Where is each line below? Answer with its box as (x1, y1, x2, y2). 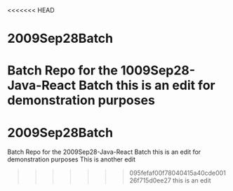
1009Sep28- (120, 62, 195, 79)
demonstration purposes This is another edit (7, 155, 135, 164)
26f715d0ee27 (129, 176, 172, 185)
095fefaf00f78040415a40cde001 (129, 169, 226, 178)
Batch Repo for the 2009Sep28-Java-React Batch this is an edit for (7, 147, 201, 157)
